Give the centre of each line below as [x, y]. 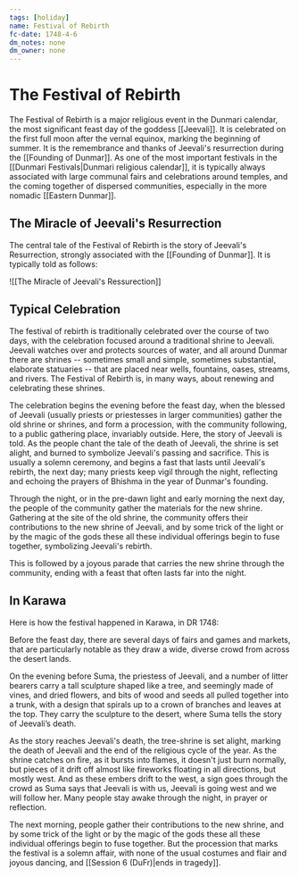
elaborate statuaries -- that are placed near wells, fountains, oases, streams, [150, 369]
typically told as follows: [54, 263]
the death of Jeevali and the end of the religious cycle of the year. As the [143, 750]
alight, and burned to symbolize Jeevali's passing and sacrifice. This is [139, 453]
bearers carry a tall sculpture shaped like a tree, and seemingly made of [141, 685]
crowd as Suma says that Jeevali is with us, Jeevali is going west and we [143, 788]
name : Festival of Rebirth [59, 26]
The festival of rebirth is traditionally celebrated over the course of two [139, 330]
